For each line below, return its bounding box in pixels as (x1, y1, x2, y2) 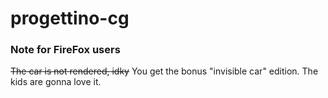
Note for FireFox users (10, 43, 121, 57)
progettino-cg (10, 7, 130, 30)
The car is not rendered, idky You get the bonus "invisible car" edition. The (10, 65, 319, 77)
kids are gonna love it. (10, 76, 102, 88)
